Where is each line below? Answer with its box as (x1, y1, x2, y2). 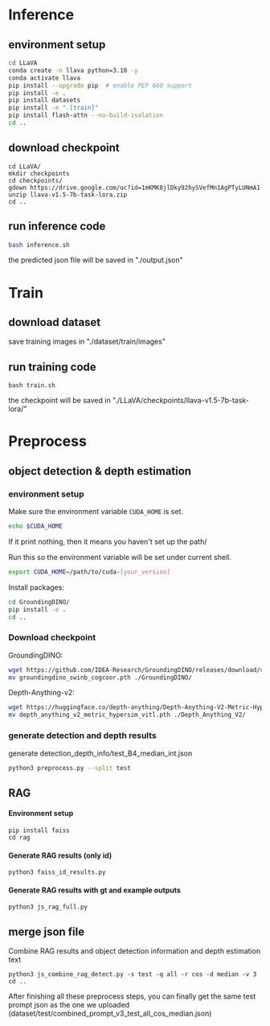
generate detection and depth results (8, 730, 157, 741)
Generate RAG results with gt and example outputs (8, 885, 181, 895)
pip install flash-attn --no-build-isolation (8, 111, 163, 120)
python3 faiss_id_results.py (8, 868, 106, 876)
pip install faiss (8, 826, 70, 834)
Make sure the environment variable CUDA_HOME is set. (8, 507, 183, 517)
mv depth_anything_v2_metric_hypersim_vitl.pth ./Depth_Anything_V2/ (8, 711, 247, 719)
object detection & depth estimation (8, 464, 191, 478)
